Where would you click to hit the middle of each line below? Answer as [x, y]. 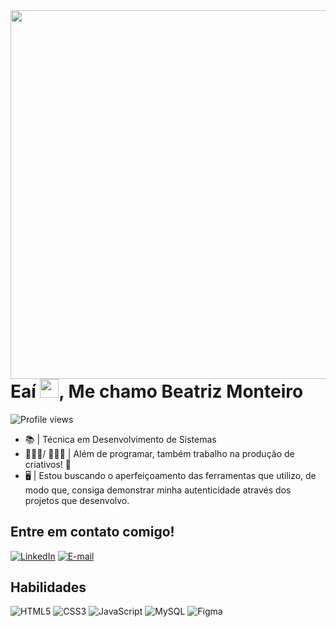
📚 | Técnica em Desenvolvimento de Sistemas [120, 439]
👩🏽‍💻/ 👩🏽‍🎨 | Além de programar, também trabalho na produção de [159, 453]
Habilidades [48, 587]
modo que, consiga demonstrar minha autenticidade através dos [158, 490]
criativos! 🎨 [48, 464]
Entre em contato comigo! [92, 532]
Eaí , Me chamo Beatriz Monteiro [157, 391]
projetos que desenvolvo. [77, 500]
